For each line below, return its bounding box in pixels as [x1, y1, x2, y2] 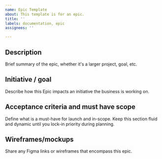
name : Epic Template [5, 7, 48, 12]
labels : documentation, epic [5, 21, 65, 26]
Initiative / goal [5, 75, 52, 84]
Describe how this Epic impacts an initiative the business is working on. [5, 88, 150, 94]
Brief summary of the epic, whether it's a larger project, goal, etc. [5, 61, 137, 67]
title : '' [5, 16, 26, 21]
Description [5, 48, 42, 57]
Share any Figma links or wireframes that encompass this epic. [5, 148, 133, 154]
